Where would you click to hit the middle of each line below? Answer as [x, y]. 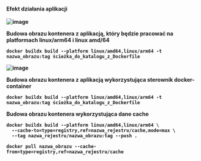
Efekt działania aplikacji [37, 9]
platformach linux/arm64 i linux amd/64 [58, 40]
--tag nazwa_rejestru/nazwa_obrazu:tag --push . [75, 136]
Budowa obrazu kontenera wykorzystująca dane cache [78, 114]
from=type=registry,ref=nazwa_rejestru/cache [65, 152]
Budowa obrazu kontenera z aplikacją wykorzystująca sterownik [90, 80]
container [19, 86]
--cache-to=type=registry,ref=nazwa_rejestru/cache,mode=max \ [93, 131]
